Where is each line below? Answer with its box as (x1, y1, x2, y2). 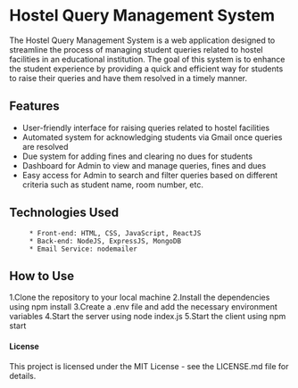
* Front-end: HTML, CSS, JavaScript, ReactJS (29, 228, 202, 237)
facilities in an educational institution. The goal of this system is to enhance (9, 54, 286, 64)
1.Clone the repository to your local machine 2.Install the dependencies (9, 292, 270, 303)
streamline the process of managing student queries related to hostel (9, 44, 263, 54)
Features (9, 99, 60, 114)
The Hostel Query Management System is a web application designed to (9, 35, 276, 45)
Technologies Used (9, 205, 119, 220)
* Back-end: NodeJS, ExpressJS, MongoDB (29, 236, 181, 245)
